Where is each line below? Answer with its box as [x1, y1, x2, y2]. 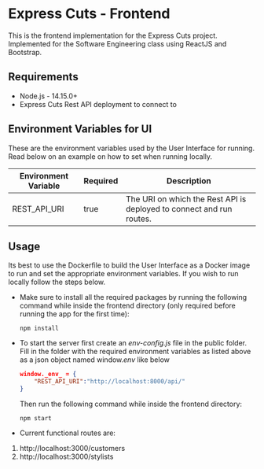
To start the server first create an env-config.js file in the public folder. [19, 338, 247, 348]
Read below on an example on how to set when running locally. [8, 151, 213, 161]
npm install [19, 324, 59, 333]
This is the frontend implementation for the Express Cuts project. [8, 31, 218, 40]
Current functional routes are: [19, 428, 116, 438]
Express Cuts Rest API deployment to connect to [19, 99, 177, 109]
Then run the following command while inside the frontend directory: [19, 399, 242, 408]
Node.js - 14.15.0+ [19, 91, 79, 101]
